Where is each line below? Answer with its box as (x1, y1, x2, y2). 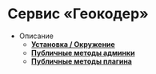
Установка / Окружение (30, 39, 115, 49)
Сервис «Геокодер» (7, 5, 149, 23)
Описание (18, 31, 54, 41)
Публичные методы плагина (30, 56, 133, 66)
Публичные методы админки (30, 48, 135, 57)
